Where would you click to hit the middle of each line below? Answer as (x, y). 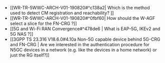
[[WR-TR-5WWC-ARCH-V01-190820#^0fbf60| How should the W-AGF (82, 18)
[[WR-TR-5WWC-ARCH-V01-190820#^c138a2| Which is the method (80, 8)
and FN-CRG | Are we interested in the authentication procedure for (80, 44)
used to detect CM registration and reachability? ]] (62, 13)
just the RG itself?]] (30, 55)
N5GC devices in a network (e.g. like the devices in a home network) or (83, 50)
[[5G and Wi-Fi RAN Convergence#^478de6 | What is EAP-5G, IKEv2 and (85, 29)
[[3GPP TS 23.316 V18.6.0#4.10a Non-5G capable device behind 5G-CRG (85, 39)
